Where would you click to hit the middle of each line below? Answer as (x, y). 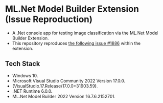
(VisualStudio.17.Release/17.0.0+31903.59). (55, 86)
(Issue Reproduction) (49, 19)
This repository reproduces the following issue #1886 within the (76, 43)
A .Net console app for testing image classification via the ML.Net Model (85, 33)
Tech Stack (23, 64)
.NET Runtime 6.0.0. (32, 91)
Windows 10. (25, 75)
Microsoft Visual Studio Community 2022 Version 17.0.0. (69, 81)
